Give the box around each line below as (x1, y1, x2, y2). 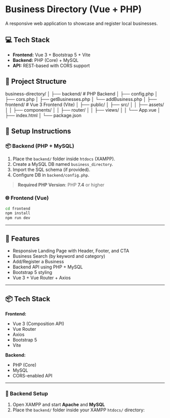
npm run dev (5, 216, 30, 221)
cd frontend (5, 206, 30, 211)
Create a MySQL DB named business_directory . (12, 161, 113, 167)
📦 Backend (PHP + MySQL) (5, 142, 74, 149)
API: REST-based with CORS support (12, 62, 90, 68)
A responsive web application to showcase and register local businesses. (5, 20, 158, 26)
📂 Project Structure (5, 77, 67, 86)
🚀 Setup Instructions (5, 127, 71, 135)
